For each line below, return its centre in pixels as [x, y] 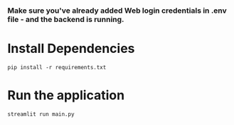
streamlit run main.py [41, 114]
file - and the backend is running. [66, 19]
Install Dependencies [71, 49]
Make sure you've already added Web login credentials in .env [117, 11]
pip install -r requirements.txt [57, 67]
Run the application [66, 96]
